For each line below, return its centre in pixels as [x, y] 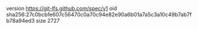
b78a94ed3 [20, 21]
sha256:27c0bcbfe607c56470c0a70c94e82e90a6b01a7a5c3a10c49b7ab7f [99, 14]
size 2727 [48, 21]
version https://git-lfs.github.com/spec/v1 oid [62, 8]
